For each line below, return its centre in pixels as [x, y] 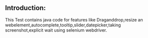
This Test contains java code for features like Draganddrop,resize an [74, 19]
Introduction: [25, 8]
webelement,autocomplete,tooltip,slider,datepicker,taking [63, 25]
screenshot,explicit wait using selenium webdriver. [56, 30]
